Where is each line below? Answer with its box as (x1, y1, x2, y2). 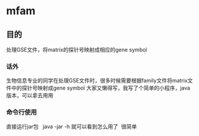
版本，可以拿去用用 (6, 92, 54, 99)
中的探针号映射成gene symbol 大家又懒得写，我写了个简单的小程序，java (11, 84, 191, 91)
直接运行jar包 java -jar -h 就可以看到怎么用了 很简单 (6, 123, 137, 130)
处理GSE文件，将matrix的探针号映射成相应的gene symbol (6, 46, 147, 53)
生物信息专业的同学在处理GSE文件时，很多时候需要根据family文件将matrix (6, 77, 188, 84)
